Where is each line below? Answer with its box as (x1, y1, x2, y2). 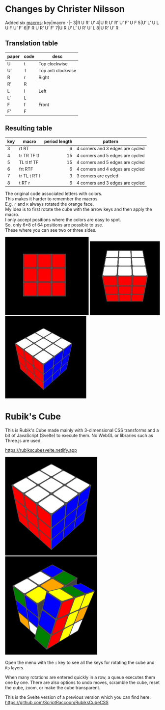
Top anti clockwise (38, 67, 77, 73)
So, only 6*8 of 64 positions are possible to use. (5, 222, 104, 228)
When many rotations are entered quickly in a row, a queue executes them (5, 674, 156, 681)
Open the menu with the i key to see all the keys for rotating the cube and (5, 659, 155, 666)
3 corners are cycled (76, 173, 119, 179)
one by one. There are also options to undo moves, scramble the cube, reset (5, 680, 160, 685)
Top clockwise (38, 60, 68, 67)
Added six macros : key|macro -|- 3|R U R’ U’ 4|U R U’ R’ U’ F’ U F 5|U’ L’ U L (5, 20, 160, 26)
